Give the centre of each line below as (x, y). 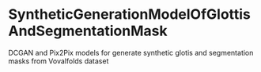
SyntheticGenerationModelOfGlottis (130, 14)
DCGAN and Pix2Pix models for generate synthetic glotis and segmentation (131, 52)
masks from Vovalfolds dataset (59, 61)
